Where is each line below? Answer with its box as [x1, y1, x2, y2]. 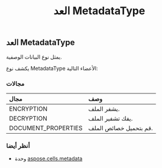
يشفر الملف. [88, 105, 120, 113]
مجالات [6, 79, 25, 88]
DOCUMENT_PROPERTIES [9, 124, 83, 132]
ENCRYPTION [9, 105, 48, 113]
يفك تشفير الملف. [88, 114, 133, 122]
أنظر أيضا [6, 141, 30, 150]
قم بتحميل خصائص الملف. [88, 124, 153, 132]
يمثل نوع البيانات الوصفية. [6, 53, 62, 60]
